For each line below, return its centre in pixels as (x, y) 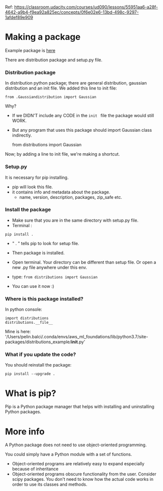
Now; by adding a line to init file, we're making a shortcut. (63, 154)
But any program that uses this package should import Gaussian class (82, 130)
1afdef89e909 (19, 17)
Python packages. (23, 412)
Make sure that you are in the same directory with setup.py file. (75, 220)
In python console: (24, 309)
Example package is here (30, 50)
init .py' (78, 342)
